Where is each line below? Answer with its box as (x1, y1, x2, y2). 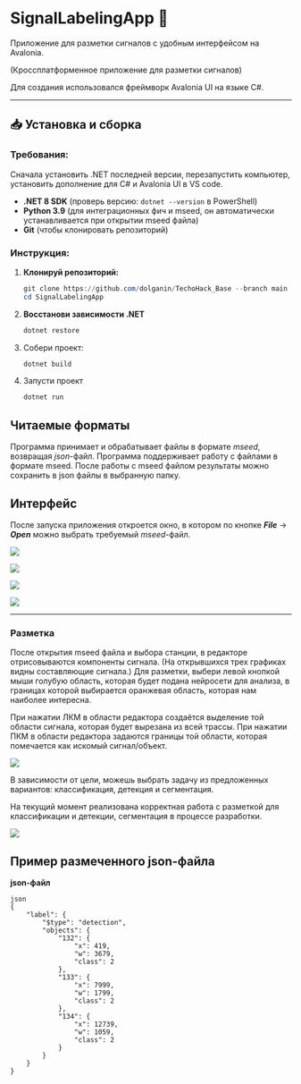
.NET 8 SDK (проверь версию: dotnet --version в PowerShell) (22, 196, 258, 207)
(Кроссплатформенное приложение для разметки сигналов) (10, 64, 242, 75)
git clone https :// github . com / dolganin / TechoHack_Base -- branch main (22, 284, 288, 293)
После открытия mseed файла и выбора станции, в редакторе (10, 648, 248, 658)
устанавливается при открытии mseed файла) (22, 215, 199, 225)
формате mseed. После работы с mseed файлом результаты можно (10, 461, 270, 471)
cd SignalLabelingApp (22, 292, 104, 301)
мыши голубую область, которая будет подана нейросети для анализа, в (10, 675, 290, 687)
